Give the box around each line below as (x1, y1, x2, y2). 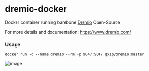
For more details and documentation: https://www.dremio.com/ (5, 29, 131, 35)
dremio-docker (5, 3, 67, 15)
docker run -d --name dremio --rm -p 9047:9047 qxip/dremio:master (5, 52, 145, 57)
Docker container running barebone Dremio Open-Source (5, 19, 120, 25)
